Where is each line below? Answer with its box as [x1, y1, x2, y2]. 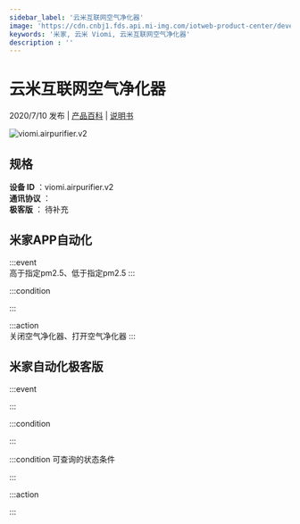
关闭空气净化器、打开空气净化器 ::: [9, 330, 137, 341]
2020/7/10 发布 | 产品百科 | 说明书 [9, 111, 134, 121]
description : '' [9, 37, 74, 47]
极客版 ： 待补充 [9, 204, 69, 214]
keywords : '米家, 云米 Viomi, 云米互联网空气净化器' [9, 29, 190, 38]
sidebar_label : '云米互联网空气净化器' [9, 12, 145, 22]
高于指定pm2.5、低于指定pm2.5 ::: [9, 267, 136, 278]
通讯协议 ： [9, 193, 51, 204]
